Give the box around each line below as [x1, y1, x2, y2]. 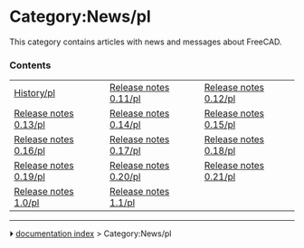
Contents [9, 59, 52, 72]
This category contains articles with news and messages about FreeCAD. [9, 36, 282, 47]
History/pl [14, 87, 56, 100]
